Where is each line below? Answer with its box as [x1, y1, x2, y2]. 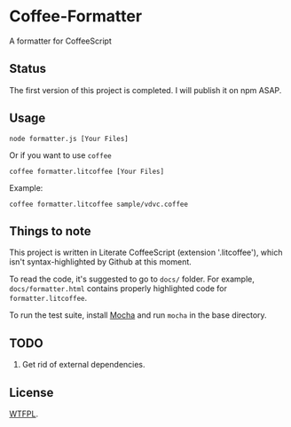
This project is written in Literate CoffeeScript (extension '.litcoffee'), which [9, 247, 283, 258]
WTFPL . [9, 408, 39, 419]
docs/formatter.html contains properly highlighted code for [9, 283, 228, 294]
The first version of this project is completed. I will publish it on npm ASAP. [9, 84, 282, 95]
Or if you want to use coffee [9, 149, 113, 161]
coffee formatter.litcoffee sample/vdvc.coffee [9, 200, 189, 209]
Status [9, 61, 47, 76]
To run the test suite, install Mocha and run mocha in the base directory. [9, 310, 268, 320]
